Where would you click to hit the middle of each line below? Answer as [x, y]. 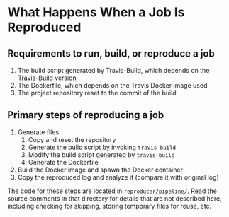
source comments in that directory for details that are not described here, [114, 198]
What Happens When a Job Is [96, 12]
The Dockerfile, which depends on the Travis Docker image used [112, 85]
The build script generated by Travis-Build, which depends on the [113, 70]
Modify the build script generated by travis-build [101, 154]
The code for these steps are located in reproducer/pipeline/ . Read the [112, 191]
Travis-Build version [47, 78]
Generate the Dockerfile [63, 162]
